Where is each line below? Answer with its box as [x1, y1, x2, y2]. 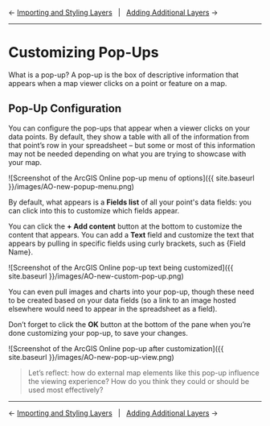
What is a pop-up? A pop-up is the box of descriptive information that [8, 69, 239, 80]
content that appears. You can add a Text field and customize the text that [8, 230, 255, 239]
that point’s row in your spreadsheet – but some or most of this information [8, 140, 256, 150]
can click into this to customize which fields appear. [8, 205, 180, 215]
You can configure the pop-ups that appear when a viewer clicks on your [8, 123, 251, 133]
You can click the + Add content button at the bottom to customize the [8, 221, 243, 231]
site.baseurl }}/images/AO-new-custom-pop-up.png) [8, 271, 184, 281]
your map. [8, 157, 43, 167]
